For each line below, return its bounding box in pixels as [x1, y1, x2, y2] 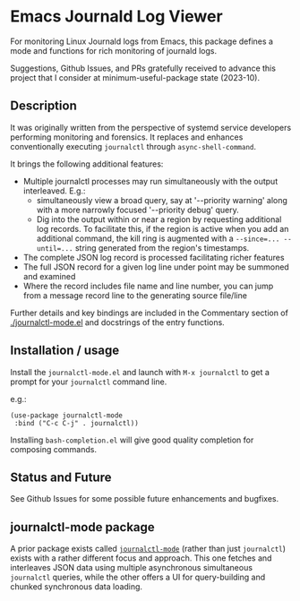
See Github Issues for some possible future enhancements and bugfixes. [10, 494, 279, 504]
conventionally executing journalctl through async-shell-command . [10, 141, 257, 151]
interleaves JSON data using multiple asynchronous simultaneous [10, 562, 253, 573]
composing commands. [10, 443, 98, 454]
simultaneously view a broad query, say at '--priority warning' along [36, 194, 287, 205]
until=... [36, 244, 74, 253]
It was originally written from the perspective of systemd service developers [10, 122, 292, 133]
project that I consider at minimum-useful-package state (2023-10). [10, 72, 261, 82]
